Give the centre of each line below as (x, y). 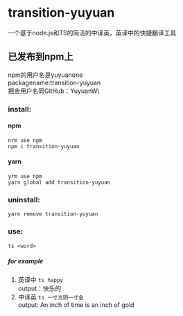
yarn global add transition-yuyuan (59, 183)
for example (26, 261)
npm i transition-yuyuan (44, 146)
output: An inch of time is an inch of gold (76, 305)
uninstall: (24, 200)
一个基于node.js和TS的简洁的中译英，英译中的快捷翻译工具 (92, 33)
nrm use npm (25, 140)
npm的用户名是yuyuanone (45, 75)
